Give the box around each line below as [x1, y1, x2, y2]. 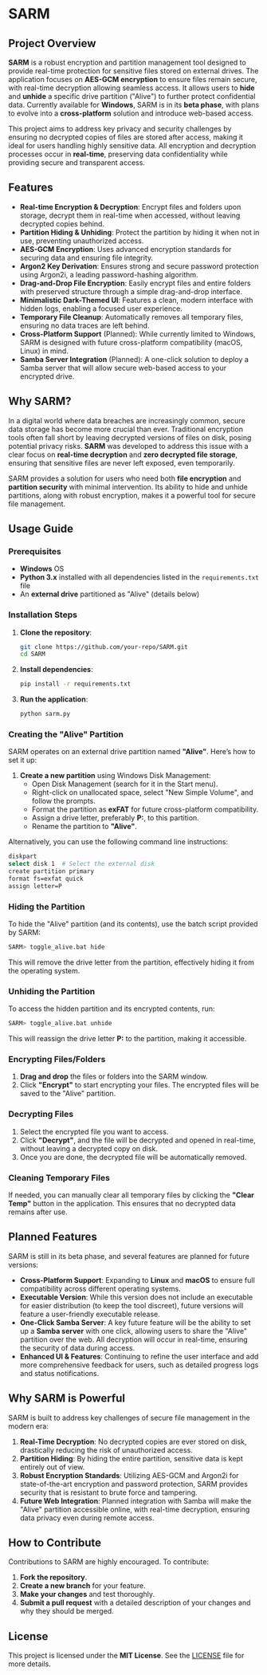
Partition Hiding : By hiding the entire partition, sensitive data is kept [19, 1453, 243, 1463]
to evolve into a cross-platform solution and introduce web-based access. [8, 108, 253, 118]
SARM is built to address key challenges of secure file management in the [8, 1413, 250, 1422]
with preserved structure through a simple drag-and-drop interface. [19, 286, 243, 296]
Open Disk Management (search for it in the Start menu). [31, 779, 218, 789]
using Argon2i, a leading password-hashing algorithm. [19, 269, 198, 279]
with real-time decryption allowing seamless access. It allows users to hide [8, 83, 255, 92]
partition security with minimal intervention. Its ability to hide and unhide [8, 482, 249, 491]
